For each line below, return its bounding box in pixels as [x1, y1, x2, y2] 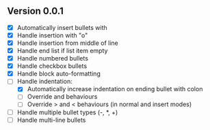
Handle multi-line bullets [16, 116, 86, 124]
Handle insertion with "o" [16, 31, 88, 39]
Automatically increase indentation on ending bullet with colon [27, 85, 203, 93]
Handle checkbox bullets [16, 62, 88, 70]
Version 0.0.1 [7, 5, 64, 17]
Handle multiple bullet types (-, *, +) [16, 108, 118, 116]
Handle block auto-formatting [16, 69, 101, 78]
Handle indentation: [16, 78, 73, 86]
